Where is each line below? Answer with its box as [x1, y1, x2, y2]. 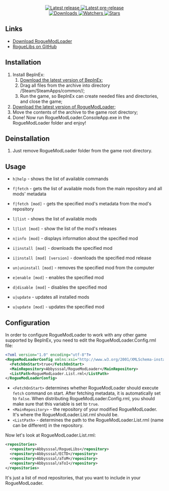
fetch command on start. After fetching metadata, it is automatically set [12, 390, 161, 396]
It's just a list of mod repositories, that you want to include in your [5, 474, 141, 480]
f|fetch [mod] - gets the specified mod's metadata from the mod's [12, 201, 152, 207]
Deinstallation [5, 134, 50, 143]
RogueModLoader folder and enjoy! [12, 120, 87, 126]
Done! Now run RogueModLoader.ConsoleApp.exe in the [12, 114, 130, 121]
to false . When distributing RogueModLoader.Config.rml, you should [12, 396, 155, 402]
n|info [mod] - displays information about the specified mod [12, 235, 138, 242]
